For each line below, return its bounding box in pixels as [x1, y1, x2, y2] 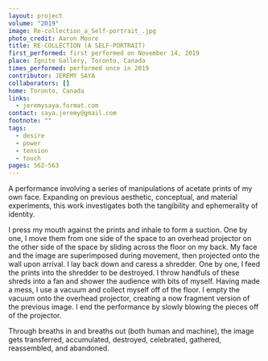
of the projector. [8, 311, 62, 321]
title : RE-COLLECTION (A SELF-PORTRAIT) [8, 42, 146, 50]
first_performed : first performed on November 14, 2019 [8, 49, 200, 57]
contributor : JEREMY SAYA [8, 72, 95, 80]
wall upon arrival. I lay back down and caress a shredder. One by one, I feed [8, 259, 261, 269]
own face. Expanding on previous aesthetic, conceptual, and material [8, 193, 238, 202]
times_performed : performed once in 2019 [8, 64, 150, 73]
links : [8, 94, 31, 102]
